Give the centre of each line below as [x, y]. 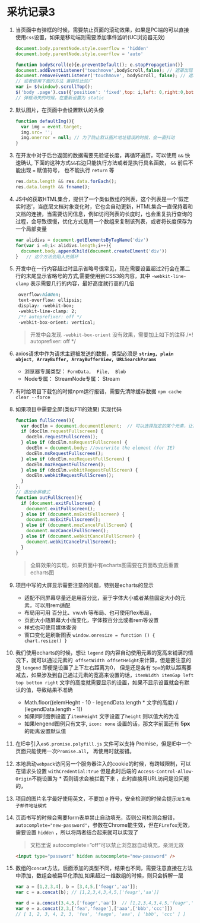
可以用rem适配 [53, 605]
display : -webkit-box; [46, 306]
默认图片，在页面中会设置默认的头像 [60, 110]
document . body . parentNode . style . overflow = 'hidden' [82, 48]
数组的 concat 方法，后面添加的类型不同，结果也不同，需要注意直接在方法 [104, 868]
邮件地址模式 [33, 805]
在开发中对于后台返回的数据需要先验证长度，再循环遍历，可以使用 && [99, 156]
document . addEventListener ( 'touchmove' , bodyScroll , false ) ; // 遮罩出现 [104, 70]
